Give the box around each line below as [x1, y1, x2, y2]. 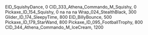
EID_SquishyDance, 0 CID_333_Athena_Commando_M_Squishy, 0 [5, 4, 137, 10]
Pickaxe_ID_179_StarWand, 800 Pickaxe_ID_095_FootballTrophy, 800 [5, 19, 143, 25]
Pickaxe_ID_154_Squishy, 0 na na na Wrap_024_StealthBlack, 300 [5, 9, 137, 15]
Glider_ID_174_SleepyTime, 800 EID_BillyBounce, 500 [5, 14, 112, 20]
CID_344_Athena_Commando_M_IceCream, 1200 [5, 24, 104, 30]
